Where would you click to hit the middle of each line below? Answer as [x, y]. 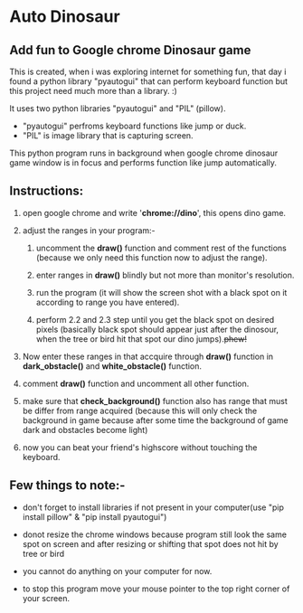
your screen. [46, 598]
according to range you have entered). [108, 302]
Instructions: [47, 191]
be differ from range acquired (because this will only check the [140, 410]
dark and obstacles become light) [85, 429]
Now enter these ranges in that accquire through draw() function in [148, 356]
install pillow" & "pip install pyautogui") [95, 516]
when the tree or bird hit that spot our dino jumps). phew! [141, 339]
